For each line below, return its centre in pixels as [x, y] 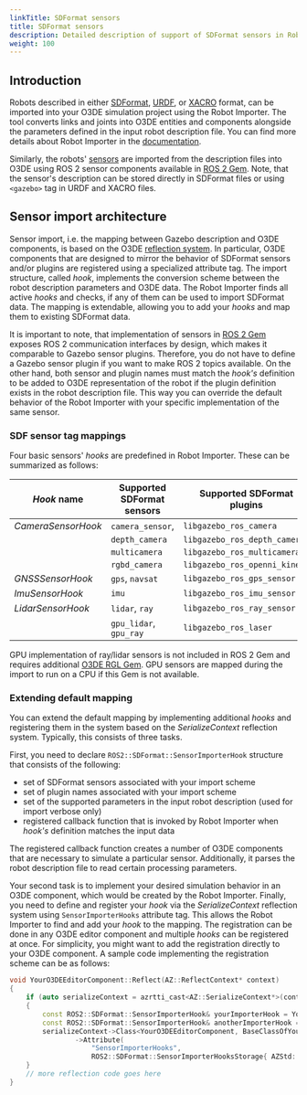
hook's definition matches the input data [99, 831]
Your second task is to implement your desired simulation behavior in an [145, 886]
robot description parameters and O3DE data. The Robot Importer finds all [149, 287]
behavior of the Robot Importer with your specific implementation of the [145, 402]
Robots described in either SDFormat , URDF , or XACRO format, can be [142, 102]
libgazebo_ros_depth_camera [244, 540]
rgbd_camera [137, 565]
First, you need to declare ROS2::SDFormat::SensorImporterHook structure [146, 755]
